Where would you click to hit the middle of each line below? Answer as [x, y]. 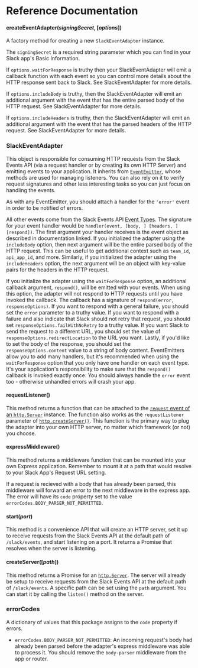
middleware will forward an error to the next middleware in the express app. [98, 490]
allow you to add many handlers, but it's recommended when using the [92, 356]
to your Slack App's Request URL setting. [56, 473]
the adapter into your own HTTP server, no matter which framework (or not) [98, 427]
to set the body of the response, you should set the [69, 343]
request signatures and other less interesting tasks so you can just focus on [98, 184]
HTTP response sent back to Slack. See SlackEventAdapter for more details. [99, 82]
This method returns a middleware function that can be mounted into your [96, 460]
